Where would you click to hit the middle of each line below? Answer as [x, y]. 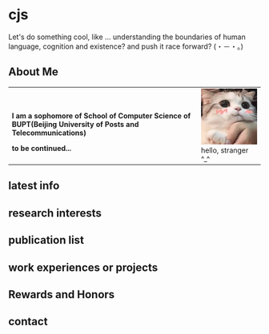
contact [28, 322]
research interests [55, 213]
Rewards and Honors [62, 294]
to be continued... [42, 148]
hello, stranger [225, 150]
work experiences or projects [83, 267]
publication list [46, 240]
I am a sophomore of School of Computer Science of [101, 115]
